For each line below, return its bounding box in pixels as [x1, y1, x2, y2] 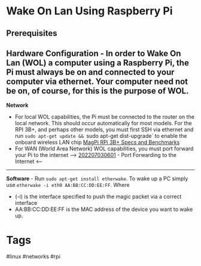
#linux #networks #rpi [6, 253, 61, 260]
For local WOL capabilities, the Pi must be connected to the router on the [14, 113, 194, 120]
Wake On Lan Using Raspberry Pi [6, 4, 173, 18]
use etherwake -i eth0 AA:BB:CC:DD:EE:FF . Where [6, 182, 130, 189]
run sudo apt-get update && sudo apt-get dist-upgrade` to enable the [14, 132, 187, 140]
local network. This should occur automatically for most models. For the [14, 120, 193, 127]
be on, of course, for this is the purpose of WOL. [6, 86, 189, 96]
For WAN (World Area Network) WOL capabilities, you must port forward [14, 145, 194, 152]
